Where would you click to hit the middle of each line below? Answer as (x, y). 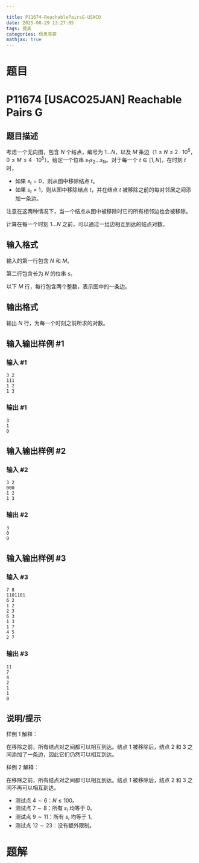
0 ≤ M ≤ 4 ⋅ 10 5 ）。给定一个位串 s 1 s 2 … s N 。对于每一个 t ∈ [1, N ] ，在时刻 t (96, 160)
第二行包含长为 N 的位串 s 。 (41, 273)
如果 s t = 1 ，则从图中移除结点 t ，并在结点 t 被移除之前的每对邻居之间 (100, 191)
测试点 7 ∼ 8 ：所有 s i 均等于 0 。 (55, 809)
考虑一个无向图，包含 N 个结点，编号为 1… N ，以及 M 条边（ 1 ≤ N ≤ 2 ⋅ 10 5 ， (101, 151)
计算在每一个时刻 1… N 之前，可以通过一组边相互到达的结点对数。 (87, 224)
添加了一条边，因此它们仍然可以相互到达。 (64, 755)
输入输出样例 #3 (36, 558)
